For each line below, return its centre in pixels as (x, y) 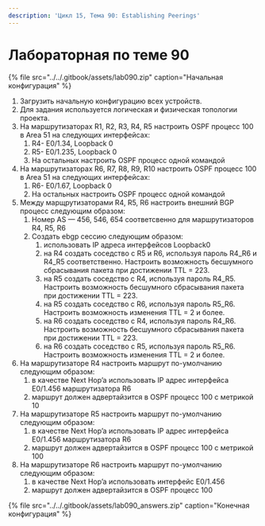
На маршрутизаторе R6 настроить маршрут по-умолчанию (121, 464)
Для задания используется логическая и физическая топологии (129, 109)
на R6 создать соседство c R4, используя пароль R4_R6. (140, 321)
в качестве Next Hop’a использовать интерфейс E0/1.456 (128, 481)
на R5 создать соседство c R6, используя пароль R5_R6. (139, 304)
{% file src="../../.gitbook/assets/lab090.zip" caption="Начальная (116, 77)
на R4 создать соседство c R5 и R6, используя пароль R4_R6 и (150, 253)
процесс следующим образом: (72, 211)
